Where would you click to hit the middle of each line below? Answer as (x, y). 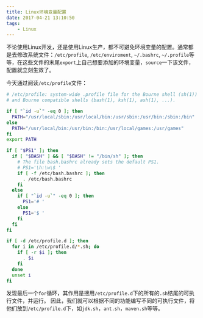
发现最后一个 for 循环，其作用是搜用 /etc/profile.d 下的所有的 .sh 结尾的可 (98, 293)
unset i (22, 275)
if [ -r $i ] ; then (42, 253)
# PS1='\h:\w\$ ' (39, 168)
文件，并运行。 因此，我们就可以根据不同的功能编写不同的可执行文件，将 (103, 301)
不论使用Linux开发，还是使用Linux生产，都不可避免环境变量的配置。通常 (97, 47)
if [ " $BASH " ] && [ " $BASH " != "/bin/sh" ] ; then (77, 156)
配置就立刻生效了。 (30, 70)
